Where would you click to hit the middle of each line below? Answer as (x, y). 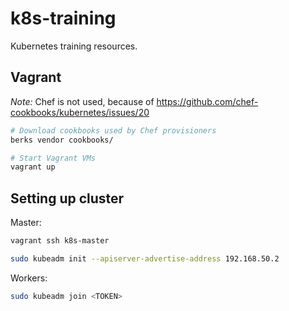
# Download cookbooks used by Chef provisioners (113, 130)
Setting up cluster (67, 198)
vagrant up (33, 167)
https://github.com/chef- (207, 101)
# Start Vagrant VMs (53, 158)
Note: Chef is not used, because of (82, 101)
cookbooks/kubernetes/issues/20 (80, 112)
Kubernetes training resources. (74, 46)
